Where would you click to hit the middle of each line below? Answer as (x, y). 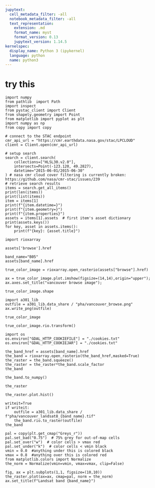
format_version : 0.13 (36, 37)
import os (15, 335)
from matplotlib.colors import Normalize (48, 459)
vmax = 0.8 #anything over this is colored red (56, 455)
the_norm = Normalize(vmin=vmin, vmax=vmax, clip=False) (65, 464)
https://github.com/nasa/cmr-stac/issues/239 (52, 179)
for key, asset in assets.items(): (42, 227)
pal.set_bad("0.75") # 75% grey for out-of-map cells (62, 438)
